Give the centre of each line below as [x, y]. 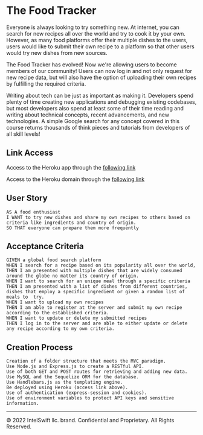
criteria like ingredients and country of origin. [71, 223]
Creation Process [40, 347]
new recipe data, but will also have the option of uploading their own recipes [101, 77]
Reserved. [19, 427]
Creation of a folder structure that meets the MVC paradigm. [86, 361]
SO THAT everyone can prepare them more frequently [72, 228]
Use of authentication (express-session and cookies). [77, 393]
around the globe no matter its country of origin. [72, 276]
